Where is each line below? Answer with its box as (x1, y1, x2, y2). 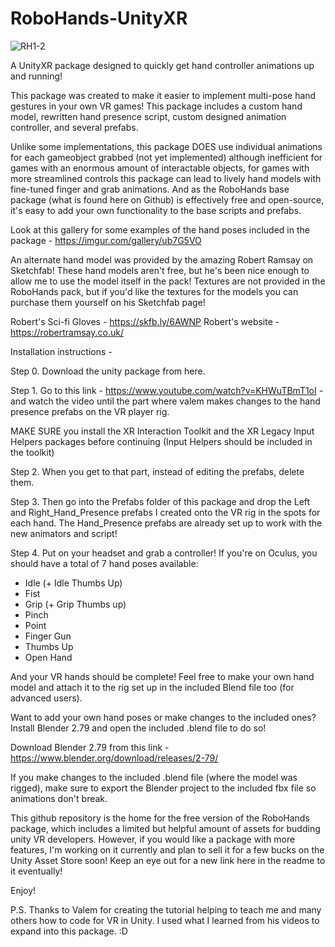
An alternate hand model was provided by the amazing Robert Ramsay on (10, 253, 314, 266)
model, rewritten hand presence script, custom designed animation (10, 110, 287, 122)
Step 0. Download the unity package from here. (10, 365, 206, 377)
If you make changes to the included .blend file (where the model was (10, 771, 298, 783)
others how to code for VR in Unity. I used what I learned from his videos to (10, 914, 320, 926)
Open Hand (24, 651, 73, 663)
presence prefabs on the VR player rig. (10, 405, 170, 417)
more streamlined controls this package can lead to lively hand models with (10, 172, 322, 184)
